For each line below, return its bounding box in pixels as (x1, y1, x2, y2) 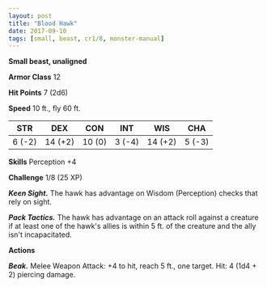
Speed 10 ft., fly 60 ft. (8, 103, 81, 113)
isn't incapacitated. (8, 230, 73, 239)
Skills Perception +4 (8, 157, 77, 167)
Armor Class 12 (8, 72, 61, 82)
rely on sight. (8, 197, 53, 207)
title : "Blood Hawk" (8, 19, 78, 27)
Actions (8, 246, 36, 255)
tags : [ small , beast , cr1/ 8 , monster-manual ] (8, 34, 164, 43)
